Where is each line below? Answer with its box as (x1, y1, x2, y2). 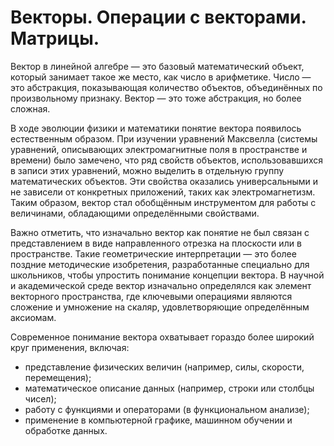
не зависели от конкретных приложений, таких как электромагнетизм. (10, 186, 316, 198)
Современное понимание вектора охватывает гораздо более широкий (10, 331, 315, 343)
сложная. (10, 102, 51, 115)
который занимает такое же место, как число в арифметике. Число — (10, 71, 312, 83)
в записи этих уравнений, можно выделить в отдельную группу (10, 164, 285, 176)
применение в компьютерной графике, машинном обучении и (24, 414, 293, 426)
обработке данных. (24, 424, 108, 436)
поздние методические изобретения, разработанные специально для (10, 258, 310, 270)
